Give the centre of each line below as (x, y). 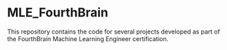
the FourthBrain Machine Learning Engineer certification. (88, 38)
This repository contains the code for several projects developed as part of (114, 32)
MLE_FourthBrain (58, 13)
